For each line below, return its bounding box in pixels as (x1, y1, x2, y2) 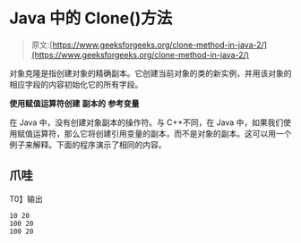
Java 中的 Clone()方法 (9, 8, 173, 29)
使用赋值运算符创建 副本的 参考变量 (9, 97, 140, 108)
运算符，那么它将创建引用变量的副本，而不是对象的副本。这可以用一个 (32, 128, 292, 138)
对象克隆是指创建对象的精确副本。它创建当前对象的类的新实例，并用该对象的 (9, 68, 292, 79)
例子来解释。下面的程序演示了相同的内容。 (9, 139, 167, 150)
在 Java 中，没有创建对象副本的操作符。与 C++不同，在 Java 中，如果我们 (9, 117, 284, 128)
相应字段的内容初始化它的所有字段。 (9, 79, 143, 89)
